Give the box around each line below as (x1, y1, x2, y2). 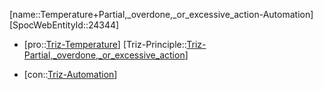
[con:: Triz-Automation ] (23, 69, 118, 80)
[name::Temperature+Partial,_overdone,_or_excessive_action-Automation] (9, 9, 314, 20)
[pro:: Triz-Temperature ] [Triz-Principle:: (23, 39, 187, 50)
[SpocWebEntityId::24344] (9, 19, 120, 31)
